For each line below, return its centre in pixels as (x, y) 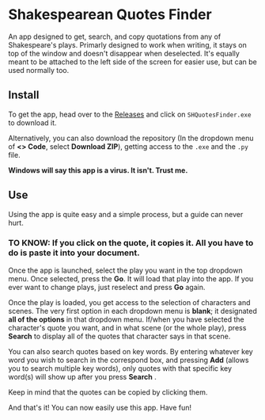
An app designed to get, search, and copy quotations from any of (115, 36)
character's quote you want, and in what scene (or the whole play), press (127, 327)
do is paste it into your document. (74, 253)
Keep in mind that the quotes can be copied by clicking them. (108, 392)
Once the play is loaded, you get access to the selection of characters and (129, 302)
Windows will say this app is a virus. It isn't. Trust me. (98, 170)
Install (24, 95)
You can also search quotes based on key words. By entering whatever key (131, 351)
